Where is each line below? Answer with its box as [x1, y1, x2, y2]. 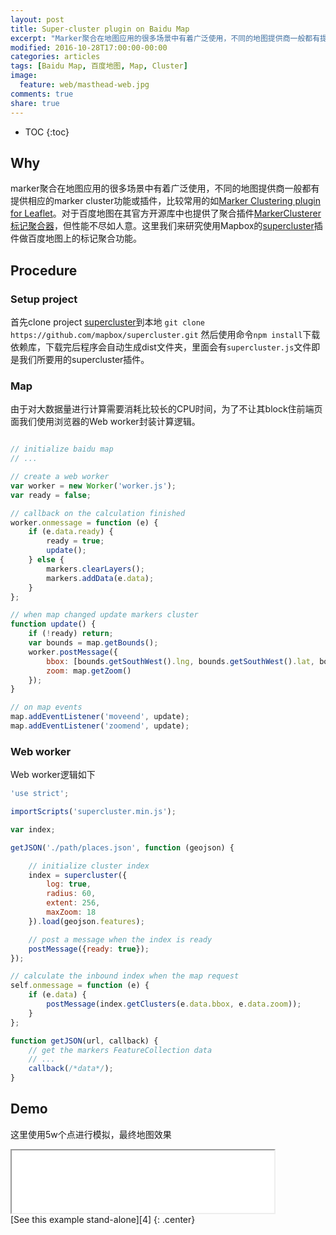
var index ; [10, 824, 56, 835]
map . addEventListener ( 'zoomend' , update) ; [10, 721, 190, 731]
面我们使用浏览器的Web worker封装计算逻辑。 [10, 416, 201, 428]
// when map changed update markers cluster [10, 610, 199, 620]
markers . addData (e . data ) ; [46, 573, 155, 583]
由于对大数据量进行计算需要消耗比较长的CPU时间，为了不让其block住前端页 [10, 403, 323, 415]
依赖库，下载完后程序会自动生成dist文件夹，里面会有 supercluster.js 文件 [10, 341, 312, 353]
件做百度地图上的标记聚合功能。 [10, 232, 142, 245]
